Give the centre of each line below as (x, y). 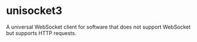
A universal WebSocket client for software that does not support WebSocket (98, 27)
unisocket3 (34, 11)
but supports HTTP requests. (41, 33)
